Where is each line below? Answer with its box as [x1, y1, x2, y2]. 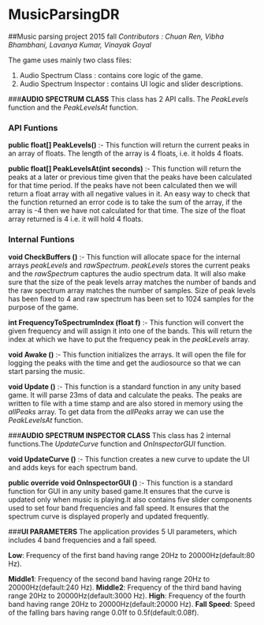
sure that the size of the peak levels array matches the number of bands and [8, 277, 257, 286]
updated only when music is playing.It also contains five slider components [8, 495, 252, 504]
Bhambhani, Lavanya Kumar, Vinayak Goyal [8, 39, 152, 49]
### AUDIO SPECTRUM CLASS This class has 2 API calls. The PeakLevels [8, 94, 249, 103]
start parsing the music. [8, 366, 85, 376]
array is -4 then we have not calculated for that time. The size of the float [8, 206, 246, 215]
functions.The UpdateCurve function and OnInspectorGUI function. [8, 439, 227, 448]
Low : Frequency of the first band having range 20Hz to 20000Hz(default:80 [8, 550, 255, 560]
